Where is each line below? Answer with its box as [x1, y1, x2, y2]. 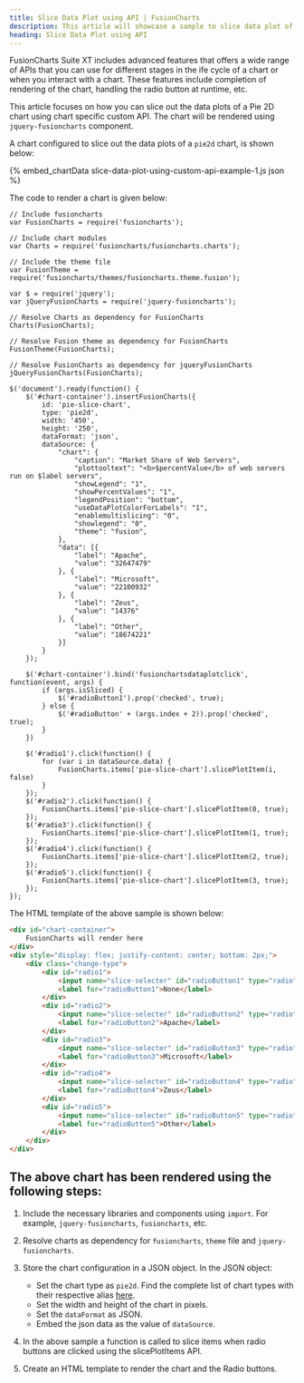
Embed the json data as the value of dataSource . [35, 1318, 215, 1329]
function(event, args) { [9, 678, 103, 687]
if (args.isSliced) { [42, 686, 124, 695]
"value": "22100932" [73, 583, 152, 592]
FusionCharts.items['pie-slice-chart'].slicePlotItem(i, [57, 765, 278, 775]
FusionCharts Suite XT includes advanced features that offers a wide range [9, 55, 290, 66]
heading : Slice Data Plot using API [9, 30, 147, 39]
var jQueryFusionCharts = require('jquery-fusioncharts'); [9, 297, 237, 306]
